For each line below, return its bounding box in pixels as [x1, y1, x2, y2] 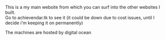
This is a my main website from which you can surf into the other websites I [5, 4, 161, 10]
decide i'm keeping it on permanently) [5, 20, 83, 26]
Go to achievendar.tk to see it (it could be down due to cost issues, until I [5, 15, 155, 20]
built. [5, 9, 16, 15]
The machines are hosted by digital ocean [5, 30, 91, 35]
